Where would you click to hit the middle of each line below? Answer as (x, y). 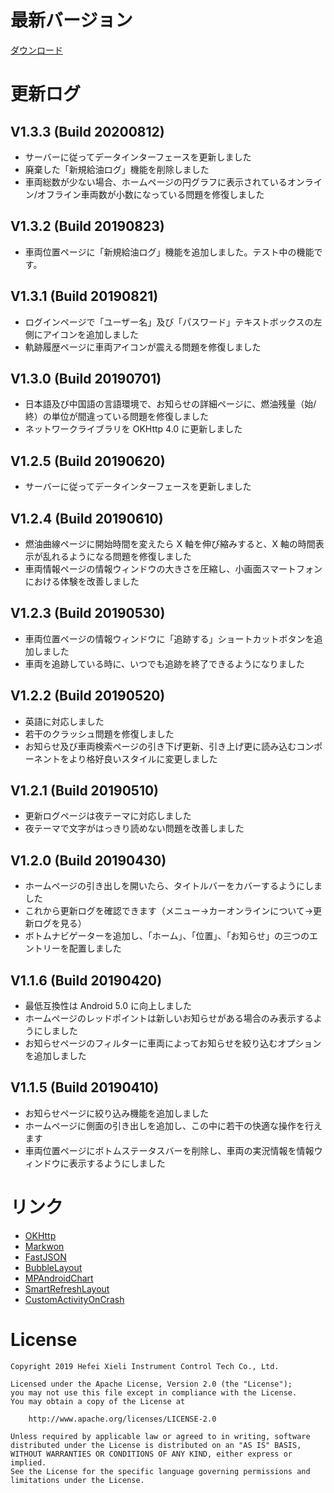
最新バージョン (71, 20)
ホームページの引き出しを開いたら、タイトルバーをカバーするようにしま (173, 886)
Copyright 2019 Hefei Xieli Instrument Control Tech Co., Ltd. (145, 1366)
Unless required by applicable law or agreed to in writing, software (160, 1436)
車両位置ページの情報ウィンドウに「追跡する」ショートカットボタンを (169, 638)
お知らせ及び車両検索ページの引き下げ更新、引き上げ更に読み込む (160, 746)
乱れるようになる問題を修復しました (117, 556)
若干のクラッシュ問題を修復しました (99, 733)
